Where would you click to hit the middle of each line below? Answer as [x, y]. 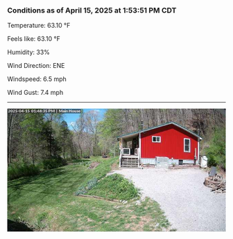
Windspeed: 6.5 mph [37, 79]
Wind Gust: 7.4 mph [35, 93]
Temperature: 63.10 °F [39, 26]
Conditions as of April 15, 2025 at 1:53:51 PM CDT [92, 10]
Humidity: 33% [29, 52]
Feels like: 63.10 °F [34, 39]
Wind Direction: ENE [36, 66]
